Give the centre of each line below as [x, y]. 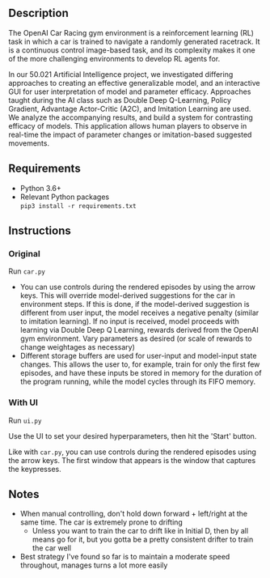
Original [24, 253]
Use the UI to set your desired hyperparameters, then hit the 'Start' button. [133, 436]
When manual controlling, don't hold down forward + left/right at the [134, 514]
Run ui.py [25, 420]
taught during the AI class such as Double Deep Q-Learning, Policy [120, 100]
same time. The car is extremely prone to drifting [101, 522]
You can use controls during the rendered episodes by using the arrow [138, 287]
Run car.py [27, 271]
